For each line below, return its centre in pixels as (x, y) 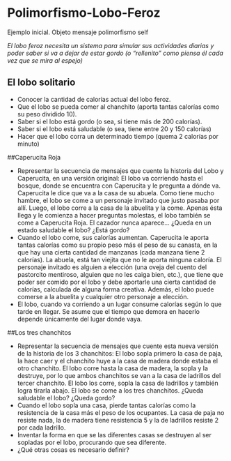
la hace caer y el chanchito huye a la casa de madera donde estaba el (117, 361)
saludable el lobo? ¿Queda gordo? (66, 398)
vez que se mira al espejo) (45, 60)
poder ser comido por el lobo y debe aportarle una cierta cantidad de (117, 282)
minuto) (28, 144)
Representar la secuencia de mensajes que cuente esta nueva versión (118, 346)
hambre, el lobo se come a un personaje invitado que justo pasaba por (118, 200)
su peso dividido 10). (47, 114)
